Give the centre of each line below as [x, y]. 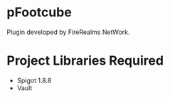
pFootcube [39, 12]
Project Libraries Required [85, 61]
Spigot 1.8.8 [34, 80]
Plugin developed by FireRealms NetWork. [68, 32]
